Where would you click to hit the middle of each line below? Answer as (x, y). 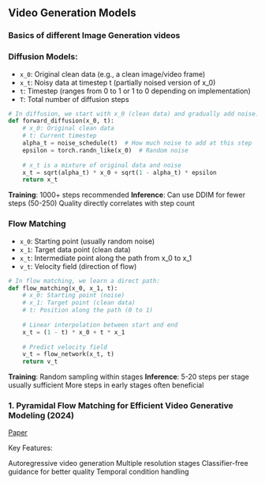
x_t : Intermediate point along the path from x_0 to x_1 (106, 258)
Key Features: (30, 448)
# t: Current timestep (60, 136)
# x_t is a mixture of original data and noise (102, 165)
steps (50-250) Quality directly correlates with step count (102, 203)
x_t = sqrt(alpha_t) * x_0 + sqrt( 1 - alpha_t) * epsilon (119, 172)
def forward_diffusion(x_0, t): (61, 121)
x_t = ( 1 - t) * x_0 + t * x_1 (74, 332)
